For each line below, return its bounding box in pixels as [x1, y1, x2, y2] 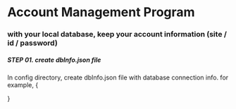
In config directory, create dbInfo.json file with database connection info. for [7, 73, 229, 82]
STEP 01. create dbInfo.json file [7, 56, 101, 64]
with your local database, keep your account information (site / [7, 30, 228, 39]
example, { [7, 81, 39, 89]
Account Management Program [7, 4, 195, 20]
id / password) [7, 38, 58, 48]
